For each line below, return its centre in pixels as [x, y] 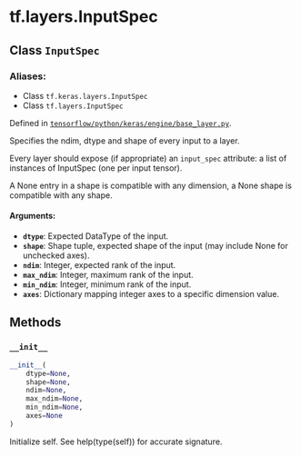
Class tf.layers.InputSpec [73, 105]
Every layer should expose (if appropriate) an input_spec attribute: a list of [148, 158]
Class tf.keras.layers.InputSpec [85, 95]
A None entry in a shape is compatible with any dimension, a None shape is [151, 185]
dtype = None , [48, 373]
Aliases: [28, 76]
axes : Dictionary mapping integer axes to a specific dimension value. [151, 294]
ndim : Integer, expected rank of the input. [99, 265]
